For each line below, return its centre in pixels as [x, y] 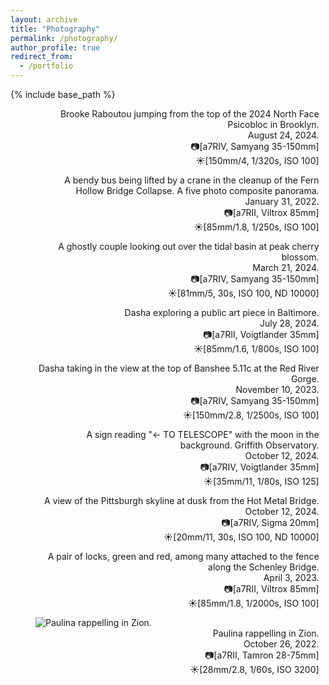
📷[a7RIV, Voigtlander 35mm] [259, 467]
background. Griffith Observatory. [249, 445]
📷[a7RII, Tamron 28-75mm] [262, 655]
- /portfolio [46, 66]
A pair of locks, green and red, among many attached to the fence [183, 556]
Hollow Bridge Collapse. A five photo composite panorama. [197, 190]
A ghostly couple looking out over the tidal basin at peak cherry [189, 246]
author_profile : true [55, 47]
